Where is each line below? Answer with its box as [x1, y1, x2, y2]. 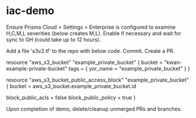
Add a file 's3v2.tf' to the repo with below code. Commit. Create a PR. [6, 47, 175, 54]
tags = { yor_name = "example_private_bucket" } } [68, 65, 190, 72]
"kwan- [164, 59, 182, 66]
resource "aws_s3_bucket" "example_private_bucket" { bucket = [6, 59, 163, 66]
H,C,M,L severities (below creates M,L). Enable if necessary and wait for [6, 29, 181, 36]
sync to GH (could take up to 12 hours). [6, 36, 101, 43]
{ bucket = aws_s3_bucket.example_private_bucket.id [6, 82, 137, 89]
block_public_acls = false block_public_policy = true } [6, 94, 136, 101]
